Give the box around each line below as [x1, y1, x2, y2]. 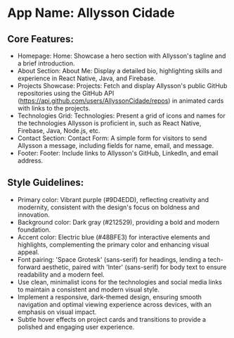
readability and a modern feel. [17, 270, 105, 279]
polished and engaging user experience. [17, 323, 135, 331]
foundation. [17, 225, 51, 234]
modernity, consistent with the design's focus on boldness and [17, 203, 200, 211]
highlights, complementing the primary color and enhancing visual [17, 240, 209, 249]
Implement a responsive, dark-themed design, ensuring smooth [17, 292, 202, 301]
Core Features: [7, 33, 74, 45]
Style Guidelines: [7, 177, 84, 189]
